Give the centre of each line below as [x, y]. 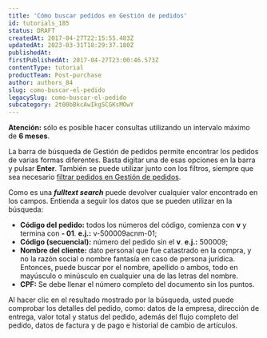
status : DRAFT [32, 30]
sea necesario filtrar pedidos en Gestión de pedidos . [95, 177]
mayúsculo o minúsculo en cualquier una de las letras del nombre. [129, 276]
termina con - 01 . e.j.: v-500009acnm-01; [88, 233]
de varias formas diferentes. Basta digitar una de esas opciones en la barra [132, 160]
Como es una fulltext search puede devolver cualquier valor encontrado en [133, 193]
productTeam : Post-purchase [55, 75]
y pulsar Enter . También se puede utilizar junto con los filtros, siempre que [131, 169]
